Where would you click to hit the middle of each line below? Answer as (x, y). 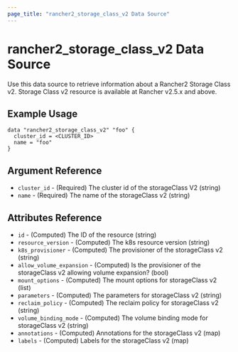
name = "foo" (33, 143)
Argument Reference (55, 170)
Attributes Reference (55, 218)
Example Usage (43, 113)
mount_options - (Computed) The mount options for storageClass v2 (117, 280)
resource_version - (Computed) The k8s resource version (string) (114, 242)
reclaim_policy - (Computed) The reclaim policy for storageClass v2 (118, 303)
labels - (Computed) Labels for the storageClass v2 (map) (103, 341)
